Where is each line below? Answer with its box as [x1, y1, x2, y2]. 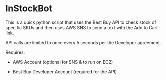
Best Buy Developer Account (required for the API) [12, 68, 117, 75]
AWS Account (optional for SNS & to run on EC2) [12, 59, 113, 65]
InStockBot [5, 3, 53, 14]
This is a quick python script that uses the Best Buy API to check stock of [5, 19, 156, 25]
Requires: [5, 49, 25, 55]
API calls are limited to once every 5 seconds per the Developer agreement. [5, 39, 161, 45]
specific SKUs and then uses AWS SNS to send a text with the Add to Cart [5, 24, 158, 30]
